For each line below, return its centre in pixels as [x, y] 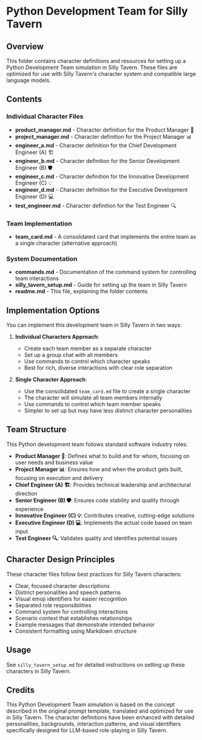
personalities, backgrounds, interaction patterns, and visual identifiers [94, 724]
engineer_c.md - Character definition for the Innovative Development [102, 176]
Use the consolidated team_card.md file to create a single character [107, 392]
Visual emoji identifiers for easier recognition [71, 599]
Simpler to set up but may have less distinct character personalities [108, 411]
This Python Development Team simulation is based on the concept [91, 705]
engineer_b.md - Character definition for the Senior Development [97, 161]
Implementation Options [53, 310]
